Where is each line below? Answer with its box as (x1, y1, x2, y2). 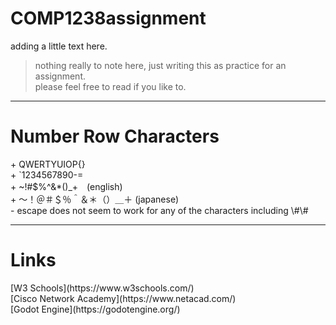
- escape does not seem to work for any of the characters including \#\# (10, 204, 309, 216)
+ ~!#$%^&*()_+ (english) (10, 180, 123, 192)
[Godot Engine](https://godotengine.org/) (10, 303, 181, 315)
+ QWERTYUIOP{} (10, 158, 86, 170)
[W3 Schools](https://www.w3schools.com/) (10, 282, 195, 294)
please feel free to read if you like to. (34, 80, 187, 92)
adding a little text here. (10, 40, 108, 52)
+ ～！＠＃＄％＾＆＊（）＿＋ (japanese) (10, 193, 180, 205)
